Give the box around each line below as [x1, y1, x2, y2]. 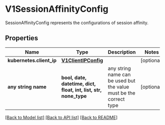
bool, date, [61, 74, 87, 81]
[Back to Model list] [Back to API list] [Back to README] [5, 114, 118, 120]
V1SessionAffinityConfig [5, 3, 109, 15]
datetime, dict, [61, 80, 96, 87]
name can [108, 71, 131, 78]
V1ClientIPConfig [61, 57, 103, 63]
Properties [5, 34, 38, 42]
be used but [108, 77, 136, 84]
